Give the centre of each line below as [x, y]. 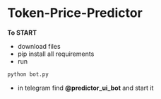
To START [22, 33]
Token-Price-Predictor [75, 13]
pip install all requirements [56, 54]
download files [39, 46]
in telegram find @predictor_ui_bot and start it [85, 88]
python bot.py [28, 74]
